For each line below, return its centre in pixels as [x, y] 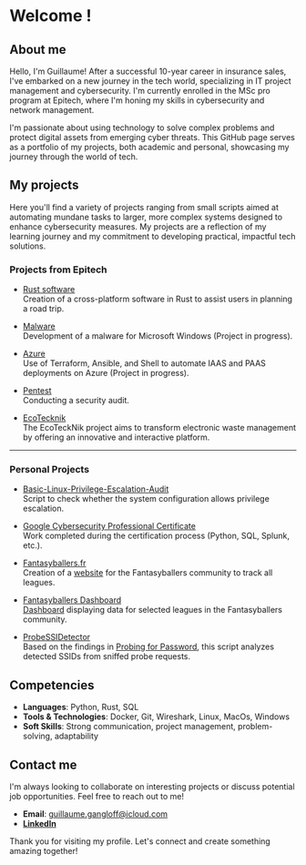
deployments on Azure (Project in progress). [106, 373]
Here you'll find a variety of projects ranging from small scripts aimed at [144, 207]
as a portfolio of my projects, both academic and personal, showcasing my [149, 147]
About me [38, 50]
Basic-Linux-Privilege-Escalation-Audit [96, 489]
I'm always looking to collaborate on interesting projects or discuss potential [152, 787]
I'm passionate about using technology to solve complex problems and [142, 127]
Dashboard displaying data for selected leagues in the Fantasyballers [152, 610]
